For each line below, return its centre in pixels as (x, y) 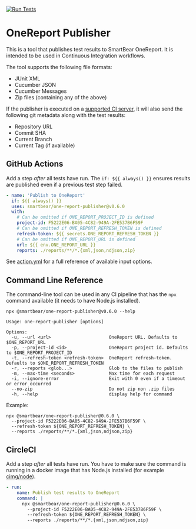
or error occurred (29, 384)
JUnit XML (27, 78)
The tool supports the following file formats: (59, 67)
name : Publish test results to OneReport (68, 493)
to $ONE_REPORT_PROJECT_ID (39, 353)
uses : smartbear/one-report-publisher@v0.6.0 (68, 206)
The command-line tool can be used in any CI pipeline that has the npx (91, 294)
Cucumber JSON (35, 85)
